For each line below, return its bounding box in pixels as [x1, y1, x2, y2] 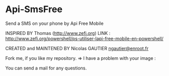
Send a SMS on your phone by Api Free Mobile [5, 20, 104, 26]
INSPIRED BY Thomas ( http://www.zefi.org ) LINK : [5, 30, 111, 36]
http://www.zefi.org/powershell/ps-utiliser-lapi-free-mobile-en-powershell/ [5, 35, 164, 42]
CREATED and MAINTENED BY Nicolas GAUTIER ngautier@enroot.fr [5, 45, 149, 51]
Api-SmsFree [5, 4, 63, 15]
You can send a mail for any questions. [5, 65, 87, 71]
